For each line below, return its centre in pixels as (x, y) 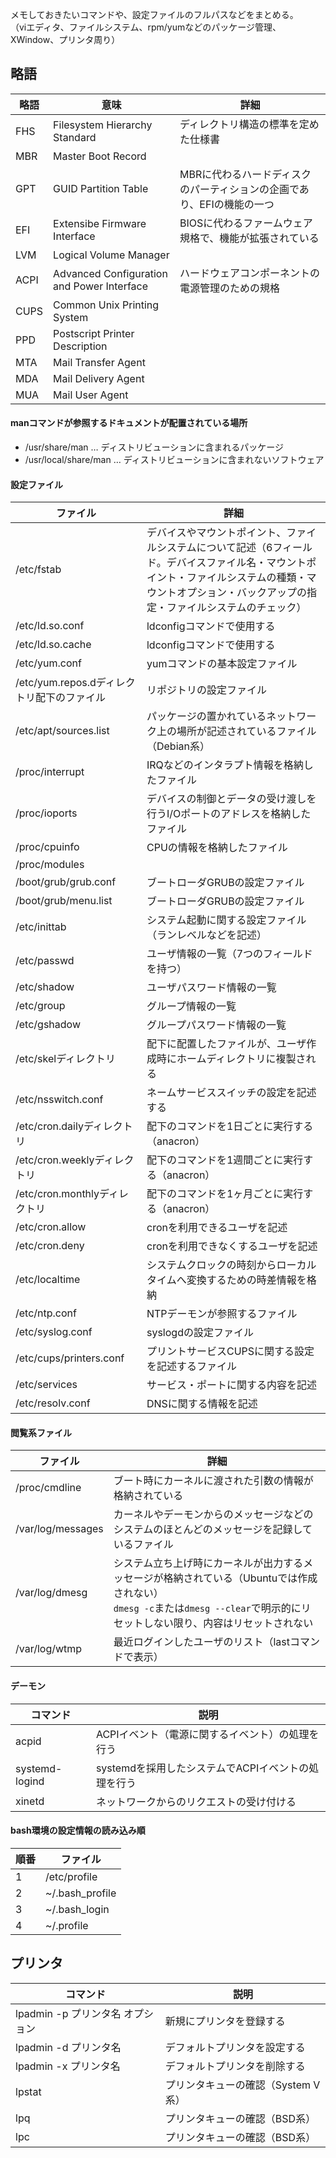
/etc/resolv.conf (53, 1403)
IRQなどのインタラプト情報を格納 (225, 765)
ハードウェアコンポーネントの (249, 273)
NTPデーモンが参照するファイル (222, 1314)
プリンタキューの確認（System (237, 2085)
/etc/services (46, 1385)
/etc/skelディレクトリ (66, 1059)
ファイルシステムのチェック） (236, 608)
